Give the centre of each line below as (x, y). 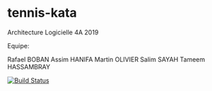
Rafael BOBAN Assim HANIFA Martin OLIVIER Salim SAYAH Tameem (106, 59)
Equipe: (18, 45)
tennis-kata (42, 13)
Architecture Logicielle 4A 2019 (53, 32)
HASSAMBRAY (29, 66)
